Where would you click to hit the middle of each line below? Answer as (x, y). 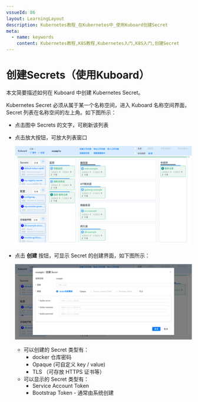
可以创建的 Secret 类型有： (56, 350)
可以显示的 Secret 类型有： (56, 379)
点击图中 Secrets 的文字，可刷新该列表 (62, 125)
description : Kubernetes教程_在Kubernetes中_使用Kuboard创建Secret (87, 25)
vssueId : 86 (21, 12)
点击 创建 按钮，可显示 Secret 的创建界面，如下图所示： (82, 255)
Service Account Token (61, 386)
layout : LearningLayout (35, 19)
